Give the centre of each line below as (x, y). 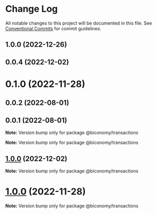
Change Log (31, 9)
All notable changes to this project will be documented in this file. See (79, 23)
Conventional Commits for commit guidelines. (53, 28)
